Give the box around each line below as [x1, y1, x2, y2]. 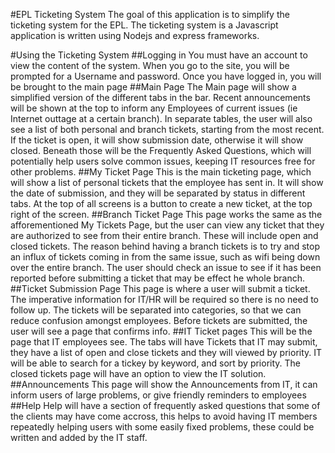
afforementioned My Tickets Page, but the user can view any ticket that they [10, 219, 325, 231]
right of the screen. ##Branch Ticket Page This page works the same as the [10, 209, 323, 220]
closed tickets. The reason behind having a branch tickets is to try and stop [10, 240, 320, 252]
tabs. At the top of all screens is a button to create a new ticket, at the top [10, 198, 313, 209]
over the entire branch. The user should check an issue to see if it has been [10, 262, 322, 273]
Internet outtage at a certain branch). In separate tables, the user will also [10, 113, 313, 124]
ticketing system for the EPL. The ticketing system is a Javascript [10, 19, 279, 31]
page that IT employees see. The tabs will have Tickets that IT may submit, [10, 336, 318, 348]
